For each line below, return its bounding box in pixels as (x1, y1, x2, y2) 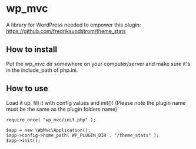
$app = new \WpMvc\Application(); (6, 127, 91, 133)
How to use (6, 84, 48, 94)
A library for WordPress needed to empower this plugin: (6, 21, 141, 28)
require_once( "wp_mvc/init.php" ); (6, 117, 96, 122)
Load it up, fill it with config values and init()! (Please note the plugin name (6, 99, 186, 106)
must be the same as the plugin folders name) (6, 105, 118, 112)
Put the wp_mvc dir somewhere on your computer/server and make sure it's (6, 60, 190, 67)
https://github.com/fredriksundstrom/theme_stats (6, 27, 127, 34)
